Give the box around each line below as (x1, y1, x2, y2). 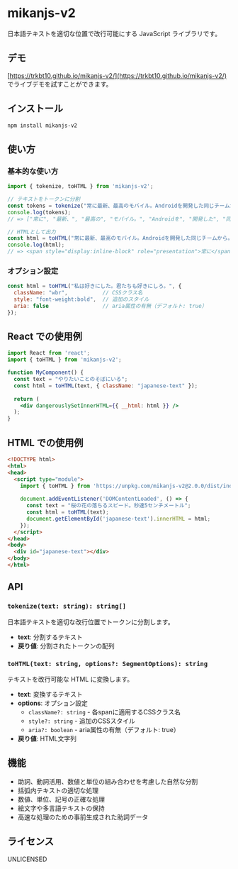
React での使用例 (7, 331, 83, 343)
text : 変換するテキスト (17, 690, 83, 698)
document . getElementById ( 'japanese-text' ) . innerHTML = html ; (25, 515, 211, 522)
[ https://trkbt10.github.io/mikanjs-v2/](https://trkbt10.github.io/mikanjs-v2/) (7, 71, 227, 79)
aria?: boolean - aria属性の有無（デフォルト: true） (28, 725, 180, 734)
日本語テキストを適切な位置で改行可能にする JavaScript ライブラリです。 (7, 29, 222, 38)
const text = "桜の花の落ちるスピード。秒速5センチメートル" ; (25, 502, 191, 509)
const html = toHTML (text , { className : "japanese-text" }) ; (13, 382, 198, 389)
